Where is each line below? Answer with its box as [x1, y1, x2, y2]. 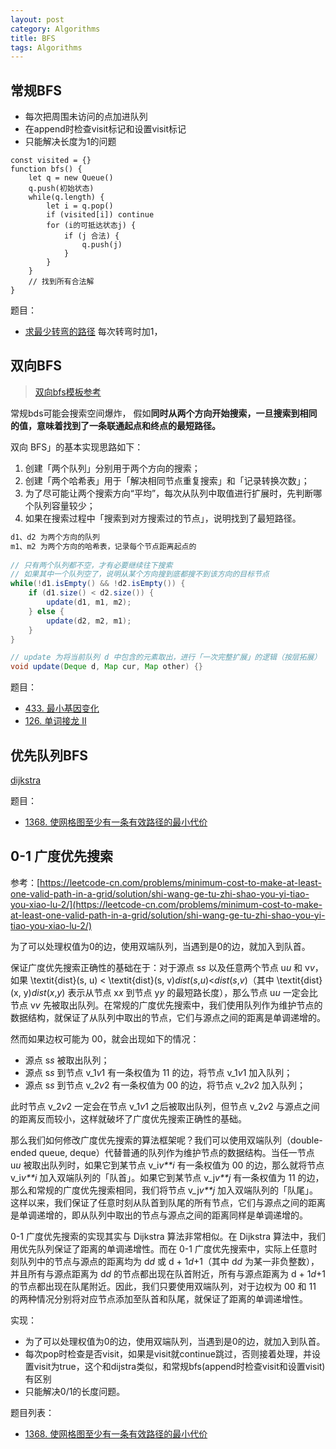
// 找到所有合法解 [28, 277, 95, 287]
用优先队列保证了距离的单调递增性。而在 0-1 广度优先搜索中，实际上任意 [10, 1242, 309, 1255]
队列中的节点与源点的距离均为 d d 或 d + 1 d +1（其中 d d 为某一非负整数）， [18, 1255, 320, 1267]
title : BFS [10, 33, 56, 43]
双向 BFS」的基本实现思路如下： [10, 441, 144, 453]
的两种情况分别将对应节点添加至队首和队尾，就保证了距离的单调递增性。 [10, 1292, 308, 1305]
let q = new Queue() [28, 173, 114, 183]
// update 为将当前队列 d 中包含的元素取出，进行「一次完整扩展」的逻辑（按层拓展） [10, 652, 322, 663]
